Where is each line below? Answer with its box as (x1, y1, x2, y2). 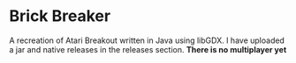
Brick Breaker (9, 6, 111, 26)
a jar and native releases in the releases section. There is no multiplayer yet (9, 44, 287, 54)
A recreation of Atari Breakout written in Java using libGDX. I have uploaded (9, 35, 285, 45)
